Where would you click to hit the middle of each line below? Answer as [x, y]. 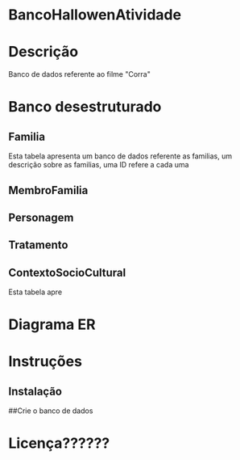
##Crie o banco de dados [51, 411]
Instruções [46, 362]
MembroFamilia [48, 190]
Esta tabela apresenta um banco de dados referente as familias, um [120, 156]
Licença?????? [59, 443]
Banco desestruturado [85, 107]
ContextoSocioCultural [67, 272]
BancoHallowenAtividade [95, 15]
